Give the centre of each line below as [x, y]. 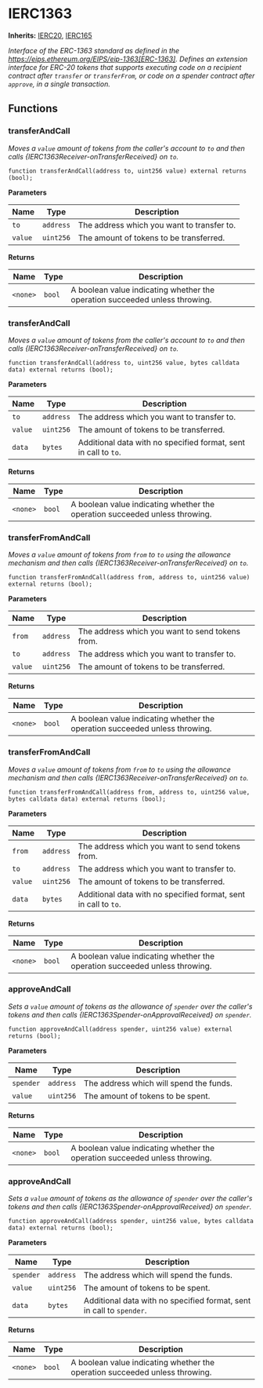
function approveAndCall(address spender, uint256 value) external [121, 1029]
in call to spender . [115, 1310]
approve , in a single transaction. [59, 84]
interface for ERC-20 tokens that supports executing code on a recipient [125, 67]
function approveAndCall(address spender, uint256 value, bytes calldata [131, 1222]
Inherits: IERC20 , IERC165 [50, 35]
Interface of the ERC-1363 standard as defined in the [94, 50]
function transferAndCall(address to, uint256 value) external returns [127, 171]
